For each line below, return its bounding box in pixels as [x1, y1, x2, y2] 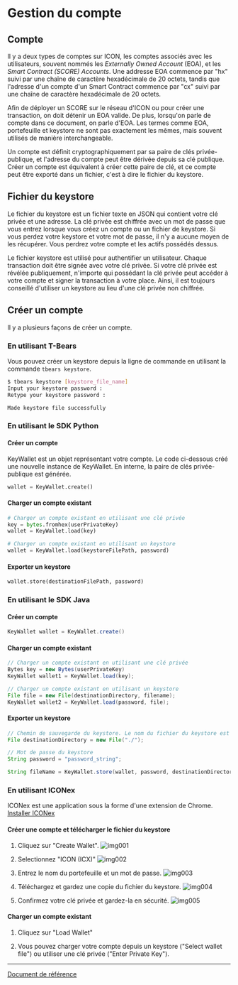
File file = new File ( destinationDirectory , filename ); [7, 692, 176, 699]
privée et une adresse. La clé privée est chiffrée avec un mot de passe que [7, 217, 226, 225]
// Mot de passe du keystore [7, 749, 93, 756]
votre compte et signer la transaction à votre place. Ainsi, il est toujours [7, 276, 215, 285]
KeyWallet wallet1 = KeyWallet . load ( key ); [7, 673, 135, 680]
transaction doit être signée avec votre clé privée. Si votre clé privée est [7, 261, 217, 269]
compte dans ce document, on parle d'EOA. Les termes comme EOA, [7, 119, 209, 127]
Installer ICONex [7, 809, 55, 817]
